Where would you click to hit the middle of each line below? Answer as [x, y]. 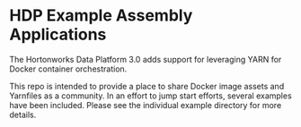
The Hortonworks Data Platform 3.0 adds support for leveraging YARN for [146, 59]
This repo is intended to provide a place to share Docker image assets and [147, 86]
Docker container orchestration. [68, 69]
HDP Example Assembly [101, 16]
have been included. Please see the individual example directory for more [146, 105]
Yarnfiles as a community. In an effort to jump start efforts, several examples [150, 96]
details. [23, 114]
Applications [58, 34]
